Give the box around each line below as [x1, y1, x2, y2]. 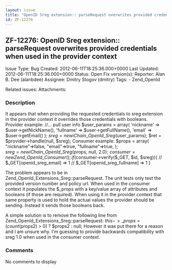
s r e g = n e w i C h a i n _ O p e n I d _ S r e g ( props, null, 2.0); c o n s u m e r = [5, 149, 136, 155]
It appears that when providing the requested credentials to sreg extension [5, 111, 163, 117]
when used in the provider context [5, 52, 117, 60]
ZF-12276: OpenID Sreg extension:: [5, 36, 120, 45]
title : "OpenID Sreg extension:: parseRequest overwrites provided [5, 12, 153, 17]
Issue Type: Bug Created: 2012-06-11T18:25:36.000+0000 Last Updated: [5, 66, 159, 72]
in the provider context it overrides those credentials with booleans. [5, 116, 148, 122]
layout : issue [5, 7, 36, 13]
